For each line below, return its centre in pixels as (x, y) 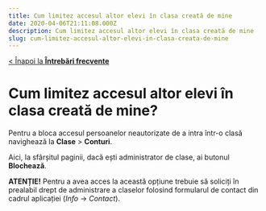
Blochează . (27, 166)
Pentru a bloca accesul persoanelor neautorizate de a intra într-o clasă (126, 133)
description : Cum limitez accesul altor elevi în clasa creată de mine (131, 31)
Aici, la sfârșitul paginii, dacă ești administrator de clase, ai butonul (119, 157)
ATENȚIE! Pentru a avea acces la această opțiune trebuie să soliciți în (124, 181)
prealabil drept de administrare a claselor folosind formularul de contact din (133, 190)
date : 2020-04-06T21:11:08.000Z (62, 23)
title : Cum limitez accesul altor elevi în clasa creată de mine (120, 16)
